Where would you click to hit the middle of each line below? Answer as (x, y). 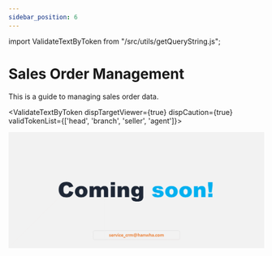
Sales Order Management (97, 74)
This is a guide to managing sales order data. (84, 96)
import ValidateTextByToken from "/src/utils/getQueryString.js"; (114, 41)
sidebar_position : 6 (43, 17)
